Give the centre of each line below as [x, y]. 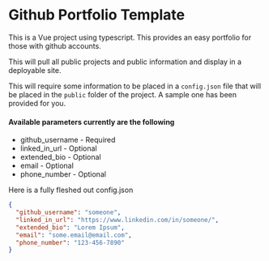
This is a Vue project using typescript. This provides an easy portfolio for [130, 37]
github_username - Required [68, 140]
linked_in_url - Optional [58, 148]
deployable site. [35, 70]
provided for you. [37, 103]
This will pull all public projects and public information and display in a [125, 62]
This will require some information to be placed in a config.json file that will [135, 86]
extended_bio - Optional [60, 157]
